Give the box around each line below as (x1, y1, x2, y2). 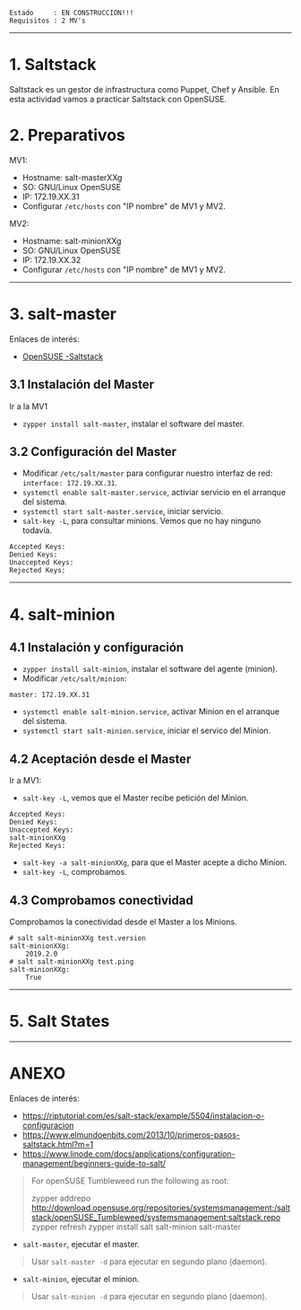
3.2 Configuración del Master (9, 444, 177, 459)
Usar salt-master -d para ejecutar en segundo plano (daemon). (30, 1256, 268, 1267)
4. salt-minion (9, 604, 116, 624)
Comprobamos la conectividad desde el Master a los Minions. (9, 916, 237, 928)
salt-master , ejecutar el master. (21, 1238, 141, 1249)
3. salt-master (9, 304, 116, 325)
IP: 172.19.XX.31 (21, 191, 80, 202)
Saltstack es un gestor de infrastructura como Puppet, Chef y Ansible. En (9, 83, 279, 94)
